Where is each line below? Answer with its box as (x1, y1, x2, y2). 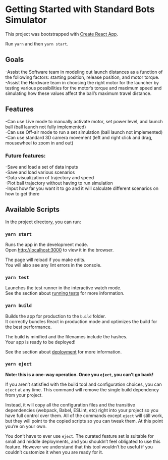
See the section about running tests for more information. (5, 290, 125, 296)
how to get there (5, 190, 40, 196)
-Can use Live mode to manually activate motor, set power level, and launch (5, 118, 163, 124)
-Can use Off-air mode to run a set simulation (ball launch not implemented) (5, 129, 163, 135)
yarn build (5, 303, 32, 309)
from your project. (5, 392, 43, 398)
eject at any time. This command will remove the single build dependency (5, 386, 159, 392)
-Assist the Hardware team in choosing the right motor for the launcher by (5, 79, 159, 85)
